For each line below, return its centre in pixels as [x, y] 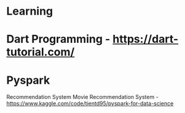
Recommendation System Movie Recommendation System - [82, 97]
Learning [30, 11]
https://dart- [146, 39]
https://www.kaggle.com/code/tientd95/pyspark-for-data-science [90, 104]
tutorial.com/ [41, 52]
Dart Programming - [58, 39]
